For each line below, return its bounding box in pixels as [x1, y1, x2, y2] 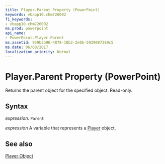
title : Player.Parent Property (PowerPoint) [5, 7, 100, 13]
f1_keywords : [5, 17, 33, 22]
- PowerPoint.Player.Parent [5, 36, 64, 41]
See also [5, 139, 33, 148]
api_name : [5, 31, 26, 36]
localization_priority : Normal [5, 49, 71, 54]
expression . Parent [5, 115, 44, 121]
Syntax [5, 102, 28, 110]
